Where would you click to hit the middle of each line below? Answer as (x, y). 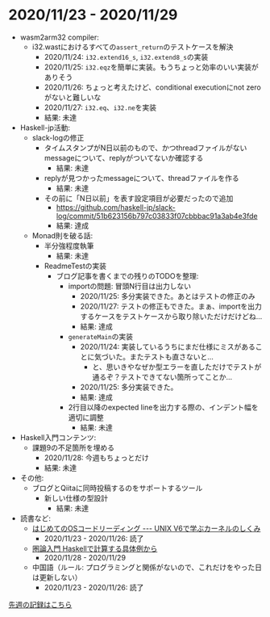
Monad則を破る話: (62, 235)
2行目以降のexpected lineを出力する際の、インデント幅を (164, 407)
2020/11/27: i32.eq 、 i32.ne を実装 (100, 107)
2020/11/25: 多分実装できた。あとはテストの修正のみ (168, 296)
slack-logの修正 (58, 137)
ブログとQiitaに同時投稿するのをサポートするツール (117, 488)
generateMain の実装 (100, 336)
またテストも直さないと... (171, 356)
